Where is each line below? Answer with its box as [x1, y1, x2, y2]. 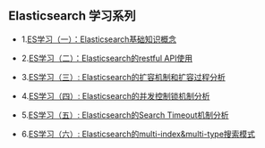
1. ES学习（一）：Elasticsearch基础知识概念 [21, 34, 176, 45]
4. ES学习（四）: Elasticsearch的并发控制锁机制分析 [21, 90, 210, 101]
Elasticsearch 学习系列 [8, 8, 136, 24]
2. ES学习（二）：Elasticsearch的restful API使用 [21, 53, 193, 63]
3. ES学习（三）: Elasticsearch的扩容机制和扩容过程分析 [21, 71, 226, 82]
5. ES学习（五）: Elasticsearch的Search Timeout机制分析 [21, 110, 229, 120]
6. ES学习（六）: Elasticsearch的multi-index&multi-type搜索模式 [21, 128, 256, 139]
